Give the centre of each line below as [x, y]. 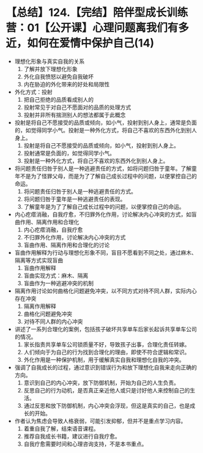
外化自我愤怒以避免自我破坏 [59, 77]
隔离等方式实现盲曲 [39, 260]
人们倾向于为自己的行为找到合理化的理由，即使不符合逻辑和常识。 [107, 352]
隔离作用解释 [40, 306]
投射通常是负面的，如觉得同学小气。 [69, 153]
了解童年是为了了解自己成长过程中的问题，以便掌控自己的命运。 [104, 206]
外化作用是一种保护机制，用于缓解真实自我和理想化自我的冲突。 [104, 359]
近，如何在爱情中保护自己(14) [80, 43]
